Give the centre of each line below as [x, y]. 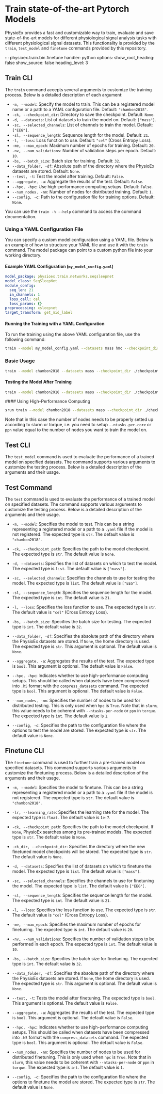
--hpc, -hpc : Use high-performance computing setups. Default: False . [82, 186]
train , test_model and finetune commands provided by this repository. [76, 48]
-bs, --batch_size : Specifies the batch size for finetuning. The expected [85, 958]
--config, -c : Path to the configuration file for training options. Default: [83, 197]
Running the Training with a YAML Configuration [55, 323]
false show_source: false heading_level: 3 [47, 63]
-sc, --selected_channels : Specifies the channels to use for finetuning [83, 881]
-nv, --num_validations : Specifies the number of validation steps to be [83, 939]
